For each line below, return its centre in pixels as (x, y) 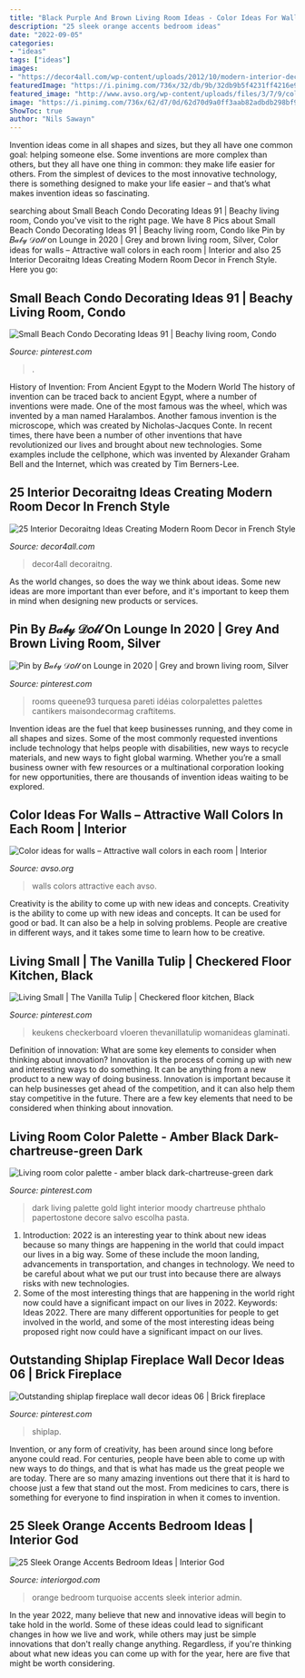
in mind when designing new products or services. (104, 601)
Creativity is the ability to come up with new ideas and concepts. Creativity (149, 904)
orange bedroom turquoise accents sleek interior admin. (137, 1597)
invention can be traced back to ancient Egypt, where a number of (133, 396)
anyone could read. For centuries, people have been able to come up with (148, 1458)
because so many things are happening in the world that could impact (153, 1245)
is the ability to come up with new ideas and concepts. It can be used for (145, 913)
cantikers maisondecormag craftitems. (104, 710)
